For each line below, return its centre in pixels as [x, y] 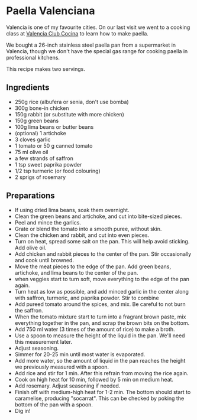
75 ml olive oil [31, 152]
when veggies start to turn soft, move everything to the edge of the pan [102, 279]
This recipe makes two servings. [46, 69]
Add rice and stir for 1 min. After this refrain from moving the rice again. [101, 373]
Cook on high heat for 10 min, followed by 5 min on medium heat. [94, 379]
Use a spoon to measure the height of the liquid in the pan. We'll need [100, 336]
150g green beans [37, 121]
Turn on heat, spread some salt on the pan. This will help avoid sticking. [102, 241]
